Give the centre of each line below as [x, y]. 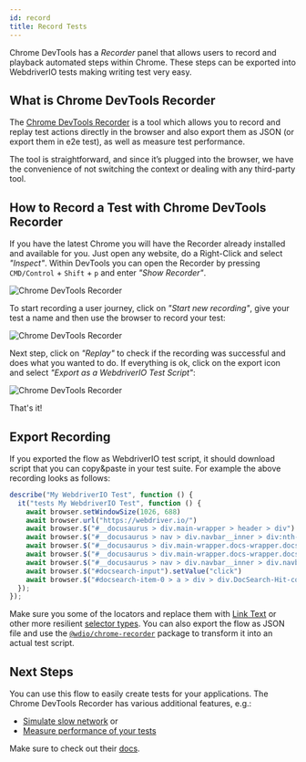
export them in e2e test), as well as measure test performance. [127, 141]
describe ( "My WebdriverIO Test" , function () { [102, 495]
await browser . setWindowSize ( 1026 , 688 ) [103, 512]
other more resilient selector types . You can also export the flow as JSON [147, 624]
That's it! [26, 408]
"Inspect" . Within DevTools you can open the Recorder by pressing [135, 263]
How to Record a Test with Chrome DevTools [138, 208]
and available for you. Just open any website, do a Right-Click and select [146, 254]
